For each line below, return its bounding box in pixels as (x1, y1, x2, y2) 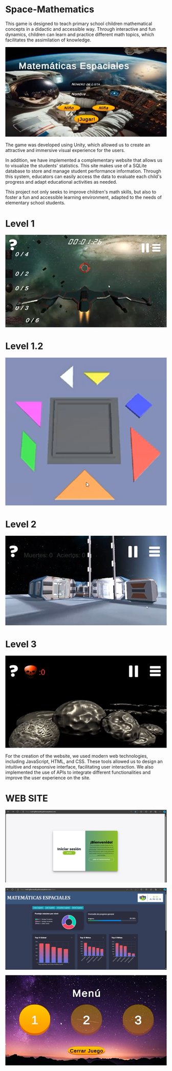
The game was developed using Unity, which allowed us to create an (5, 142, 150, 148)
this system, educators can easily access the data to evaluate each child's (5, 173, 162, 180)
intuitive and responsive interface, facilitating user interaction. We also (5, 763, 154, 770)
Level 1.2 (5, 340, 44, 352)
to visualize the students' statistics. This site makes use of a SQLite (5, 163, 147, 169)
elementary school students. (5, 200, 66, 206)
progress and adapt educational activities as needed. (5, 179, 118, 185)
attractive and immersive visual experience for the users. (5, 147, 125, 154)
